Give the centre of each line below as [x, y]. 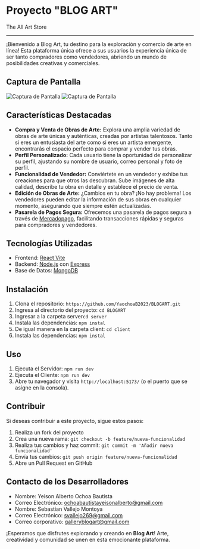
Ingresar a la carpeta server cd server [61, 317]
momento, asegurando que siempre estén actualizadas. [83, 206]
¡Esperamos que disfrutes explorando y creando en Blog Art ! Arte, [87, 533]
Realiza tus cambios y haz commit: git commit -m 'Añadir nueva [94, 445]
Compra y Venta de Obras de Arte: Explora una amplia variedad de [97, 130]
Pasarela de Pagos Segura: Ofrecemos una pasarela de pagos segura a [103, 212]
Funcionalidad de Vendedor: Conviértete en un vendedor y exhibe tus [101, 174]
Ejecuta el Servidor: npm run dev [54, 369]
